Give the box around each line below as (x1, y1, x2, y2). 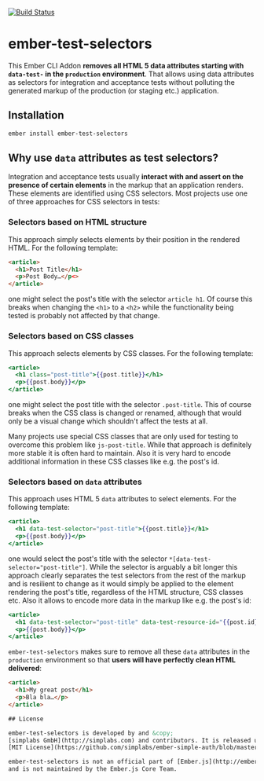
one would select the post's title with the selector (8, 554, 167, 563)
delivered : (8, 664, 42, 673)
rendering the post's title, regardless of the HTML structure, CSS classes (8, 587, 244, 596)
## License (8, 715, 44, 723)
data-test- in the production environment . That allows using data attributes (8, 69, 255, 79)
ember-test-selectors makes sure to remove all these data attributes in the (8, 647, 250, 656)
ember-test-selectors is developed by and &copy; (8, 729, 174, 737)
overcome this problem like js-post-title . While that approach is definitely (8, 440, 252, 449)
